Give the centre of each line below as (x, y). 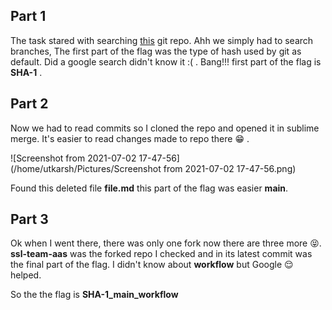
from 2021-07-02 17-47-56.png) (230, 168)
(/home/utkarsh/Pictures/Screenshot (86, 168)
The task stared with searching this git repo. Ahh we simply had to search (162, 40)
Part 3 (29, 219)
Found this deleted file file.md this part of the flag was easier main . (149, 188)
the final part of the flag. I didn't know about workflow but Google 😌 (152, 265)
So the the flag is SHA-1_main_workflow (94, 295)
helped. (26, 275)
